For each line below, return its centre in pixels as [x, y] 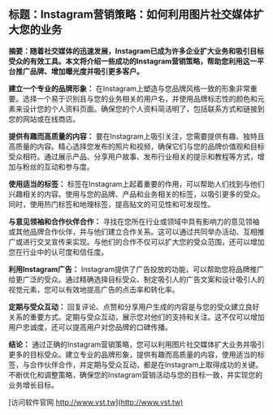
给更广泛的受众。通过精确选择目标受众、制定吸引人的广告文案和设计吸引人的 [136, 279]
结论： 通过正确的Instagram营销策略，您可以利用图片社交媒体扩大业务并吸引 [136, 344]
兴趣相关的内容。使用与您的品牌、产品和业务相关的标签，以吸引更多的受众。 [136, 194]
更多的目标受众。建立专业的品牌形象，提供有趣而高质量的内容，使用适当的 [133, 354]
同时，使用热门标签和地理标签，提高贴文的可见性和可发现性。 [112, 204]
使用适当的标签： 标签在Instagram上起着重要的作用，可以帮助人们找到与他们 [136, 184]
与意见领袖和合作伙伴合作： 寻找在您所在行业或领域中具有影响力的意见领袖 [134, 221]
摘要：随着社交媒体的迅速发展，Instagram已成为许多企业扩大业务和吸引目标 [136, 50]
